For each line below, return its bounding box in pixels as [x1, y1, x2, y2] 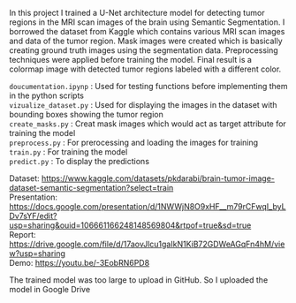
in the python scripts [9, 90, 84, 101]
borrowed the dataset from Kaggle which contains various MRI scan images [9, 27, 285, 36]
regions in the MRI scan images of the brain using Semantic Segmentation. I [9, 17, 285, 27]
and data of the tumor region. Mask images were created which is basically [9, 35, 283, 46]
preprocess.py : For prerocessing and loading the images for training [9, 137, 259, 148]
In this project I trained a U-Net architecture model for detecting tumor [9, 8, 265, 18]
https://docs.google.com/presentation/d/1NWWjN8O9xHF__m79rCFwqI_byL [9, 201, 286, 211]
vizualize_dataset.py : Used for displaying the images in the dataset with [9, 100, 277, 110]
